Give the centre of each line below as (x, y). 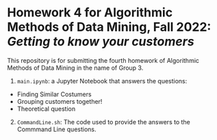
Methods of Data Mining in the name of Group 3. (75, 68)
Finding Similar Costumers (54, 94)
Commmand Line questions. (56, 129)
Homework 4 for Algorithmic (90, 13)
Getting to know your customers (101, 42)
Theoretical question (46, 109)
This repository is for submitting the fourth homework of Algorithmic (103, 60)
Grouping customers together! (60, 101)
